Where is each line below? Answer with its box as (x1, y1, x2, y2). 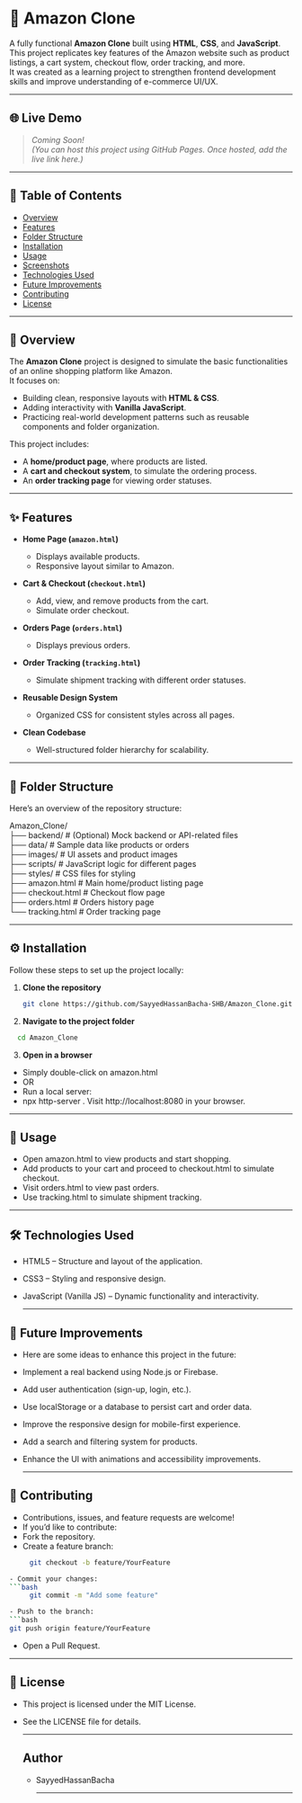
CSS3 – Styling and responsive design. (22, 1273, 166, 1284)
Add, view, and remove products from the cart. (35, 595, 209, 606)
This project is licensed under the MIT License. (22, 1699, 197, 1709)
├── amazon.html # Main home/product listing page (9, 878, 204, 888)
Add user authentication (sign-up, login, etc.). (22, 1384, 191, 1395)
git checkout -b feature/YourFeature (29, 1558, 171, 1567)
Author (22, 1751, 63, 1766)
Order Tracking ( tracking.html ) (22, 657, 141, 668)
